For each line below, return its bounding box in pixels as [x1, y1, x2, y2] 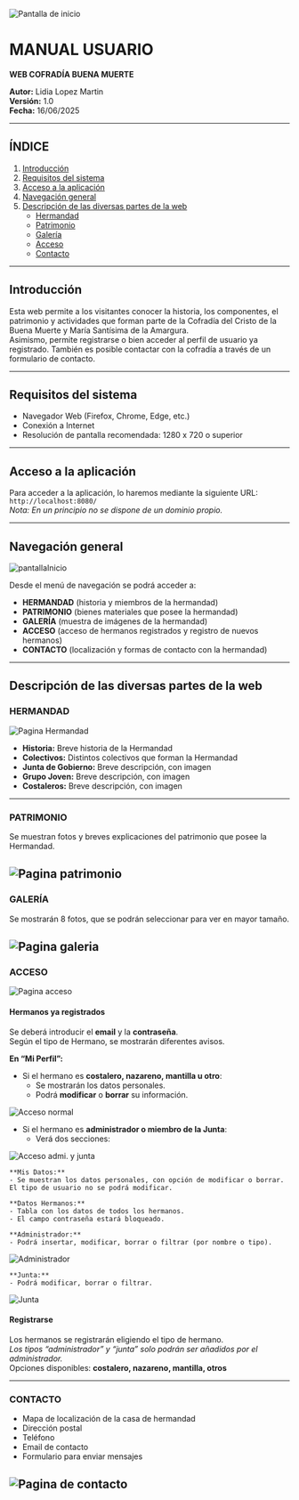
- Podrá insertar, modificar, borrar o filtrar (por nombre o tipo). [9, 1237, 273, 1246]
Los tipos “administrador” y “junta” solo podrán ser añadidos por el [9, 1343, 258, 1354]
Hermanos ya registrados [9, 1006, 105, 1017]
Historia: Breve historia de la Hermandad [21, 742, 174, 753]
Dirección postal [21, 1423, 83, 1433]
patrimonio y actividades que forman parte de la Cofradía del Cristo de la [9, 315, 278, 326]
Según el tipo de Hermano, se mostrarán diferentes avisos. [9, 1035, 225, 1046]
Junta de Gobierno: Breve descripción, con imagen [21, 761, 212, 772]
